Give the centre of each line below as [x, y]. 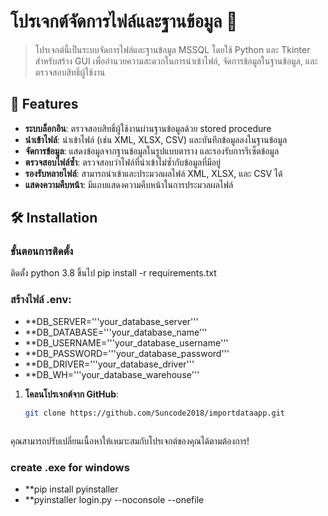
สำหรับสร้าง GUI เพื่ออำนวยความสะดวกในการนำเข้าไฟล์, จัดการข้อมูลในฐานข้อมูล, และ [176, 61]
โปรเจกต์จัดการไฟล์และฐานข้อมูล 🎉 [124, 21]
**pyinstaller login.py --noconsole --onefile [114, 499]
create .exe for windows [70, 467]
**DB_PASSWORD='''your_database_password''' [127, 353]
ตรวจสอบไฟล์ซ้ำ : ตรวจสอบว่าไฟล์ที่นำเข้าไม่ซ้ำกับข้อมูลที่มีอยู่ [122, 162]
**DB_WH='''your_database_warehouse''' [112, 374]
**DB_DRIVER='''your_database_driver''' [109, 364]
